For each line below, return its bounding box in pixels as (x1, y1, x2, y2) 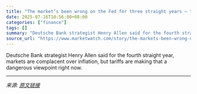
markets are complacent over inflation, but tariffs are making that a (6, 58, 167, 65)
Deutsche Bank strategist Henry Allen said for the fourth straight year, (6, 52, 175, 58)
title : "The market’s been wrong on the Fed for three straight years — (6, 8, 188, 15)
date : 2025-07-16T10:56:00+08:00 (6, 14, 88, 20)
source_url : (6, 36, 35, 41)
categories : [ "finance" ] (6, 19, 67, 25)
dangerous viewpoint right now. (6, 64, 83, 71)
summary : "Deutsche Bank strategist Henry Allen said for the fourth (6, 30, 180, 36)
